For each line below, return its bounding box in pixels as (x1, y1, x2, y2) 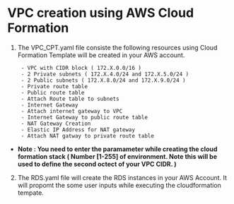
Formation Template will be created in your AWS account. (17, 51, 185, 59)
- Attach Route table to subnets (21, 95, 119, 102)
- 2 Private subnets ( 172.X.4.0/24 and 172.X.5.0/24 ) (21, 71, 189, 78)
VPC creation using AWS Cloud (7, 5, 194, 21)
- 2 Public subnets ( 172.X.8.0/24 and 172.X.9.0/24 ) (21, 76, 186, 84)
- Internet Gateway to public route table (21, 114, 148, 121)
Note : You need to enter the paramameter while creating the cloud (17, 145, 218, 153)
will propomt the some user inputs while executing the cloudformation (17, 181, 221, 189)
